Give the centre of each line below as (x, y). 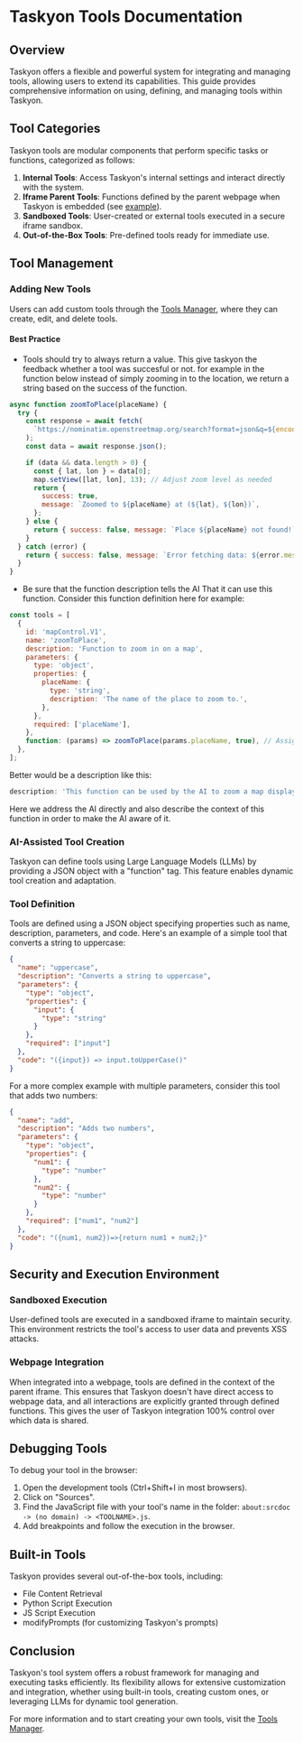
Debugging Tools (59, 1448)
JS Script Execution (59, 1613)
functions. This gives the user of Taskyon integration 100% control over (142, 1411)
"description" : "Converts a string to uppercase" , (115, 977)
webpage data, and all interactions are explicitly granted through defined (144, 1401)
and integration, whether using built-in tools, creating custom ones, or (139, 1692)
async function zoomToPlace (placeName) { (88, 404)
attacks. (24, 1339)
